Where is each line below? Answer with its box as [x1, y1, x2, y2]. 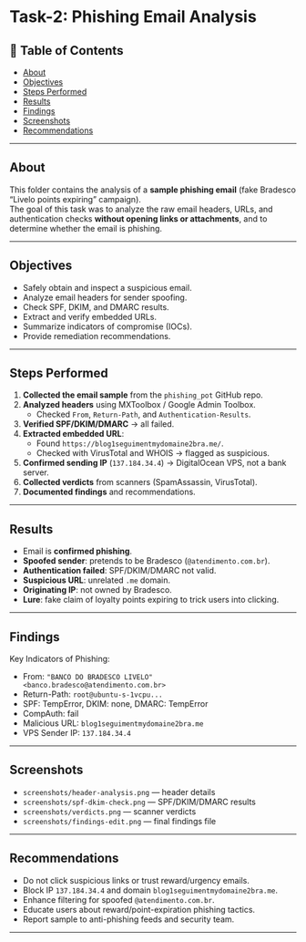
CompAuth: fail [22, 709, 79, 719]
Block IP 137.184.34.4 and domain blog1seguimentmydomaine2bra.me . [22, 885, 278, 895]
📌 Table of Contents [9, 43, 124, 58]
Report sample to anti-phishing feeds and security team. [22, 914, 235, 925]
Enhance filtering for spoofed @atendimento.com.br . [22, 894, 216, 905]
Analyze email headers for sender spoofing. [22, 292, 188, 303]
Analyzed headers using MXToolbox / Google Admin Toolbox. [22, 399, 257, 410]
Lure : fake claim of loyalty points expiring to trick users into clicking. [22, 595, 280, 606]
